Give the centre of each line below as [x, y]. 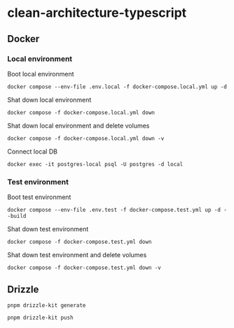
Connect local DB [33, 151]
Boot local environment [41, 74]
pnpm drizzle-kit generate [47, 305]
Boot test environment [39, 197]
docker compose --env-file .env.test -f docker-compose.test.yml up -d [114, 210]
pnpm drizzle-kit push [40, 317]
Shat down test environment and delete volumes [77, 255]
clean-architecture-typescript [97, 13]
